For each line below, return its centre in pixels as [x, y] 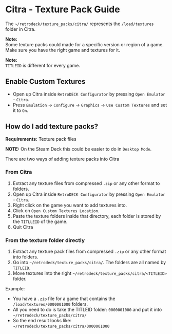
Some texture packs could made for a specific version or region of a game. [85, 44]
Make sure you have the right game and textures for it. [63, 50]
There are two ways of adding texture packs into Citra [62, 159]
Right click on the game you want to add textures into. [70, 205]
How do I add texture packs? [52, 127]
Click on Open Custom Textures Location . [56, 210]
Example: [15, 289]
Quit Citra [23, 227]
